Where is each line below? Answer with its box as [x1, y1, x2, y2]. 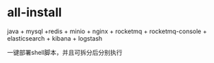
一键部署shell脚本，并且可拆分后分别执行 [7, 48, 123, 56]
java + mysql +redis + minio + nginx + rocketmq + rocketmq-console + [7, 27, 207, 35]
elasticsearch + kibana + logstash [7, 34, 103, 42]
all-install [7, 5, 62, 20]
